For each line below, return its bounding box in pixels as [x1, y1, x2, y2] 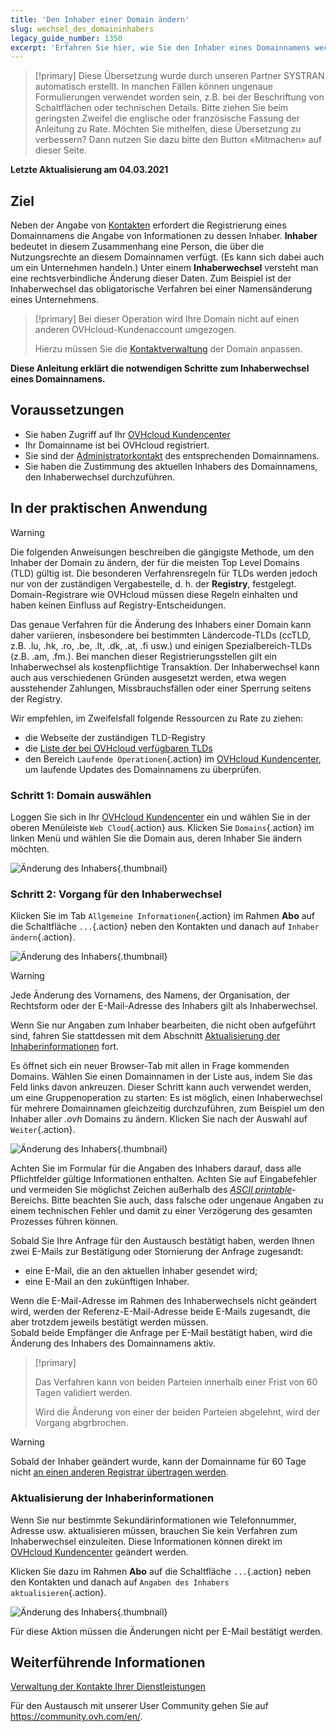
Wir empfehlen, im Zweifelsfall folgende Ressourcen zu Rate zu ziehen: [10, 712, 304, 724]
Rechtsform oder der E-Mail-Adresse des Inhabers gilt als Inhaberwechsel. [10, 1000, 318, 1012]
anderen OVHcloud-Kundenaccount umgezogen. [34, 324, 237, 336]
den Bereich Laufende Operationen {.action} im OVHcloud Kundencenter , [24, 752, 322, 765]
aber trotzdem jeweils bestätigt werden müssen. [10, 1316, 209, 1328]
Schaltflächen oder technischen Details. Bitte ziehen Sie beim [34, 102, 289, 114]
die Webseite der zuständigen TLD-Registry [24, 731, 206, 743]
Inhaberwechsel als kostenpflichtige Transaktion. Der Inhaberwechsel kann [10, 661, 320, 673]
